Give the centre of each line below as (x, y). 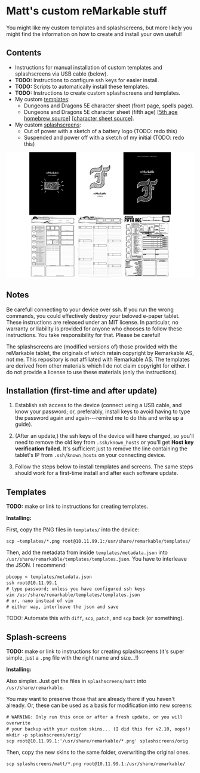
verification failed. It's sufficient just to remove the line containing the (101, 449)
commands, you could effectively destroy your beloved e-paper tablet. (93, 315)
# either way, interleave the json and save (62, 607)
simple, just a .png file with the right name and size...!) (73, 658)
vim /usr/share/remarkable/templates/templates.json (73, 595)
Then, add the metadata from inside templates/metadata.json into (87, 552)
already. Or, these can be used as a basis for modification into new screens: (99, 705)
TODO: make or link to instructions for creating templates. (77, 506)
